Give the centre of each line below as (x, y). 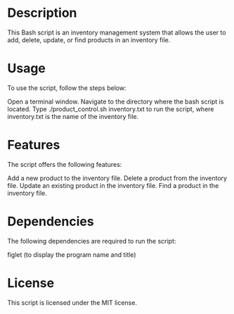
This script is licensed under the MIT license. (72, 302)
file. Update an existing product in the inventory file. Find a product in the (113, 185)
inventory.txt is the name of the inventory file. (73, 116)
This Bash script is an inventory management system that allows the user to (117, 32)
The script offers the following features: (65, 164)
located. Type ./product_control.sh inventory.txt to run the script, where (111, 109)
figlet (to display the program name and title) (72, 254)
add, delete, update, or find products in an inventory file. (89, 39)
